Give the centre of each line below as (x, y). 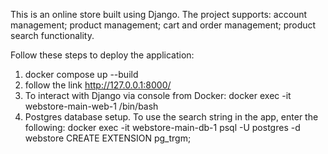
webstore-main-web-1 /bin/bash (91, 106)
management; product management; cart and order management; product (163, 25)
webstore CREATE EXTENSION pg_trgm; (108, 138)
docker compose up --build (81, 74)
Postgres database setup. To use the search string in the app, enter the (171, 117)
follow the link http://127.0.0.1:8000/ (98, 85)
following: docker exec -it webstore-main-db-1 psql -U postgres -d (162, 127)
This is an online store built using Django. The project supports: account (159, 14)
